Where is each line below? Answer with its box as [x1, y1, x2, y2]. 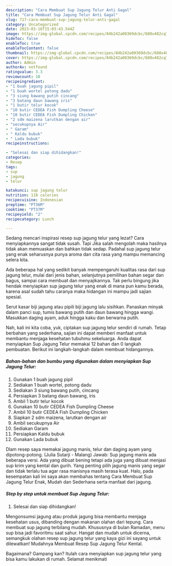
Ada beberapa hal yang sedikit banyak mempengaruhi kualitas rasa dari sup [6, 267, 165, 273]
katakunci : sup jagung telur [6, 188, 68, 193]
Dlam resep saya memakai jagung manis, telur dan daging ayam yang [6, 446, 152, 452]
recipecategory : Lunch [6, 216, 54, 222]
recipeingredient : [6, 79, 45, 84]
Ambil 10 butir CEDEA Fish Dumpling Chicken [13, 409, 109, 415]
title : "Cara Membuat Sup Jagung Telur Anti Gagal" [6, 12, 118, 17]
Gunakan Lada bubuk [13, 436, 58, 443]
